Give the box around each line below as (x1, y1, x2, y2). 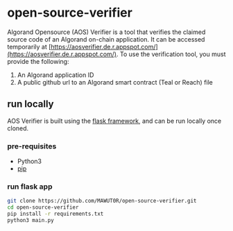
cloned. (7, 123, 29, 132)
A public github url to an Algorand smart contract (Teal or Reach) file (17, 78, 214, 86)
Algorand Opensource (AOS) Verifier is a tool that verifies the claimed (7, 28, 206, 36)
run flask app (7, 182, 53, 191)
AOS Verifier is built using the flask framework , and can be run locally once (7, 117, 222, 125)
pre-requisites (7, 141, 57, 151)
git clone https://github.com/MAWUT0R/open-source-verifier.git (7, 198, 197, 205)
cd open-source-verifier (7, 204, 79, 211)
